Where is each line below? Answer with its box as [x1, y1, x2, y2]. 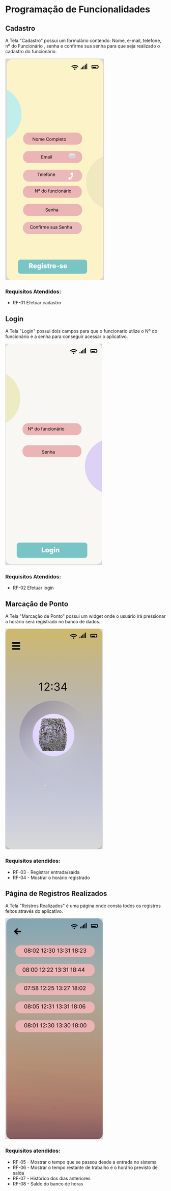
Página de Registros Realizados [5, 889, 107, 898]
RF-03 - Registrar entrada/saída [12, 869, 80, 875]
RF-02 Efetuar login [12, 585, 54, 591]
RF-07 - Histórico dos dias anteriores [12, 1175, 91, 1181]
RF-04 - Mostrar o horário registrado [12, 874, 90, 881]
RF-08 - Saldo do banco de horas [12, 1180, 83, 1187]
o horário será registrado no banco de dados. [5, 619, 101, 625]
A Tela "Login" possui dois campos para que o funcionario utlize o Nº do [5, 328, 158, 334]
